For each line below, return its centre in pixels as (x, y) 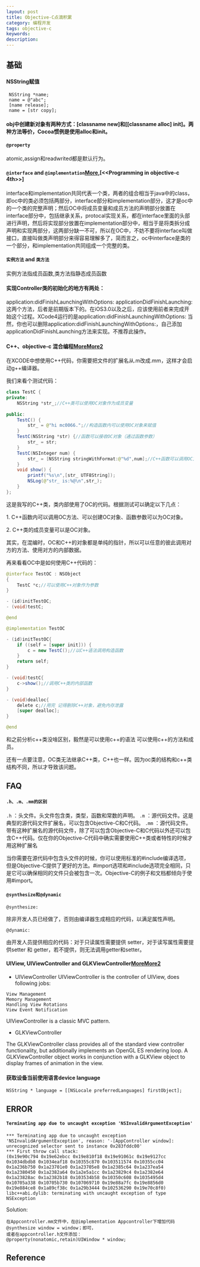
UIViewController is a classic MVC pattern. (58, 1021)
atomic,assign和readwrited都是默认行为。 (57, 158)
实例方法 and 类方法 (28, 259)
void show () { (34, 470)
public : (16, 414)
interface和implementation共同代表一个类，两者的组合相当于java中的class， (100, 193)
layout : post (22, 12)
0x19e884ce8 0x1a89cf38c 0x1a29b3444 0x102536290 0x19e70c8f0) (86, 1188)
